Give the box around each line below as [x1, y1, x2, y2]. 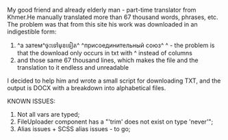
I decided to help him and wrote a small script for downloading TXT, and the [7, 76, 221, 85]
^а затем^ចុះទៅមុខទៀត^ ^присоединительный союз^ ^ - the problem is [16, 41, 215, 49]
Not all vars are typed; [16, 111, 80, 118]
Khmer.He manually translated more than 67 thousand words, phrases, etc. [7, 13, 218, 21]
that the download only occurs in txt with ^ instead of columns [16, 49, 193, 57]
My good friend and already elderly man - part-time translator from [7, 6, 197, 14]
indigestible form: [7, 27, 57, 36]
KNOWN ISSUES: [7, 97, 56, 105]
